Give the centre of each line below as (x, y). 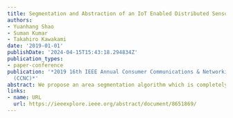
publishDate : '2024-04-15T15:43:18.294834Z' (72, 53)
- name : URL (24, 98)
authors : (20, 20)
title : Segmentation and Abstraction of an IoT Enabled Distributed (108, 14)
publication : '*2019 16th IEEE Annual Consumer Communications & (103, 71)
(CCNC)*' (26, 78)
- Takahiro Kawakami (37, 40)
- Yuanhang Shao (31, 26)
